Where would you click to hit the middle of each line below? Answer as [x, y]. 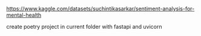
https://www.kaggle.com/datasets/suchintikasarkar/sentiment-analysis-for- [100, 9]
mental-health [24, 15]
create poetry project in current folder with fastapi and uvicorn [84, 27]
